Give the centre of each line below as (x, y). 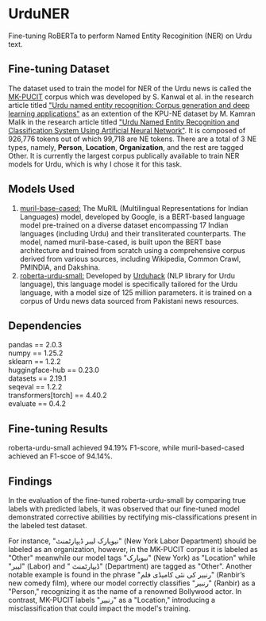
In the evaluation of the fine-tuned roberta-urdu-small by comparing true (127, 500)
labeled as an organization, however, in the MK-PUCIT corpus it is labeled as (133, 549)
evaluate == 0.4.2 (37, 404)
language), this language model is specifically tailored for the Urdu (129, 284)
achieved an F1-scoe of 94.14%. (61, 456)
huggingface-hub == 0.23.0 (54, 370)
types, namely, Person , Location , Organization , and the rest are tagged (126, 147)
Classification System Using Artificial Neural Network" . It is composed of (127, 130)
